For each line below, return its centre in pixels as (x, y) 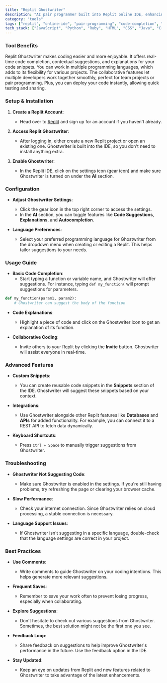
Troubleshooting (26, 463)
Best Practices (23, 551)
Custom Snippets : (31, 376)
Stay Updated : (28, 660)
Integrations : (26, 405)
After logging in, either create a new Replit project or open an (82, 141)
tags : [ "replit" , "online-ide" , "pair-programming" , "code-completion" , (82, 24)
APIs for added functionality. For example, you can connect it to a (87, 420)
